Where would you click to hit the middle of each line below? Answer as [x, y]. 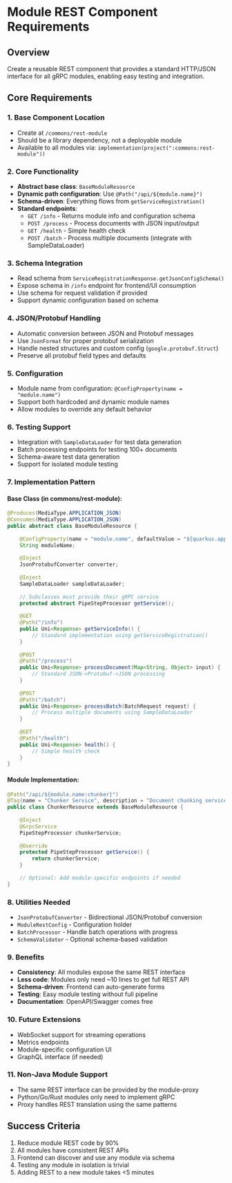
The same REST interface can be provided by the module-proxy [108, 1090]
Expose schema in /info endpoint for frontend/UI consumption [107, 286]
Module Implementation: [43, 780]
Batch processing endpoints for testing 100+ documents [97, 450]
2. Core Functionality [43, 172]
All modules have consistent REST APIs [73, 1150]
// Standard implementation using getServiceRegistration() [120, 635]
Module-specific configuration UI [64, 1049]
